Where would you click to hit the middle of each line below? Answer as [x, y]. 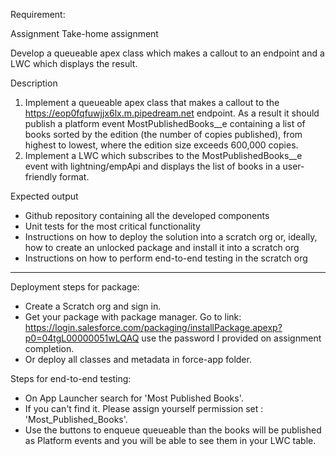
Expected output [44, 196]
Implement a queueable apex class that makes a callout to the [152, 102]
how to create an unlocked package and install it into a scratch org [162, 247]
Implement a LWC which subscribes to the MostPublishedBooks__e [163, 155]
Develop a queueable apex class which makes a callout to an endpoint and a [167, 53]
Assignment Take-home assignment [84, 33]
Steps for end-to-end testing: [71, 378]
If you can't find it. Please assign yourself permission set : [144, 408]
